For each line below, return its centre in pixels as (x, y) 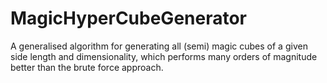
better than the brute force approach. (87, 67)
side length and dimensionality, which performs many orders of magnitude (164, 56)
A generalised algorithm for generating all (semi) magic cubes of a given (159, 46)
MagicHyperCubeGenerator (128, 18)
